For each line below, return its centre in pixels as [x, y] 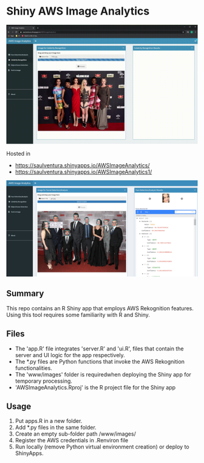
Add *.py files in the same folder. [56, 428]
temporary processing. [44, 381]
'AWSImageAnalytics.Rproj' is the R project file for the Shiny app [95, 387]
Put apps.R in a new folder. [49, 421]
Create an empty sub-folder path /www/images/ [76, 434]
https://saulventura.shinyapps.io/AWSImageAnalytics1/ [83, 172]
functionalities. [34, 368]
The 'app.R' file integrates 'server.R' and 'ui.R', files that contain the [99, 349]
